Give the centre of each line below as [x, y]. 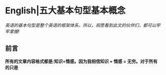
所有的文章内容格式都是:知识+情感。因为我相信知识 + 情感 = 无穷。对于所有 [81, 61]
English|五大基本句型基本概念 [65, 11]
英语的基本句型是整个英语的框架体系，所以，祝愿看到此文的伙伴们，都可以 [81, 25]
